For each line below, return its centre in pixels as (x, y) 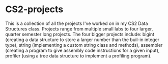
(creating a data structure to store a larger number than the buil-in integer (82, 40)
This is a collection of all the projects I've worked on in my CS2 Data (77, 23)
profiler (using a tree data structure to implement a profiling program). (78, 56)
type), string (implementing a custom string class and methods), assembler (84, 45)
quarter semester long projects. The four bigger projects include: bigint (80, 34)
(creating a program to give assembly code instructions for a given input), (82, 50)
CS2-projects (34, 9)
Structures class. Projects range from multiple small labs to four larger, (79, 28)
